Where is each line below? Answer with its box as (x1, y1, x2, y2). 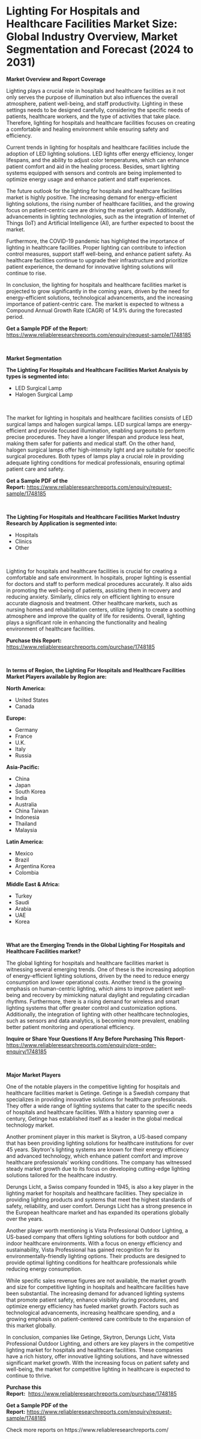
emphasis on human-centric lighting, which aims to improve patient (6, 984, 173, 992)
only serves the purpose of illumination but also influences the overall (6, 93, 178, 101)
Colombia (14, 869, 39, 876)
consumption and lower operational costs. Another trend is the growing (6, 978, 182, 986)
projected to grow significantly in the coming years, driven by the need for (6, 288, 190, 295)
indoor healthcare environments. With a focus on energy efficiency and (6, 1239, 182, 1247)
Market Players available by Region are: (6, 673, 107, 680)
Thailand (14, 820, 37, 827)
